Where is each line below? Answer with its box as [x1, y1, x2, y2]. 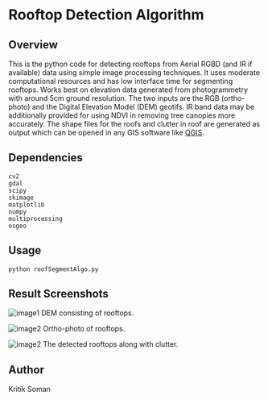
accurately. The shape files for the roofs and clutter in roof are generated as [8, 119, 260, 128]
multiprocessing [8, 215, 63, 223]
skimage [8, 194, 35, 202]
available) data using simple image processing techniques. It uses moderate [8, 68, 260, 77]
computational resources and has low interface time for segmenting [8, 77, 233, 85]
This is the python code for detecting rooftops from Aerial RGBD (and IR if [8, 59, 253, 69]
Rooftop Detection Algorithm [8, 6, 204, 24]
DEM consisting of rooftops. [41, 308, 134, 318]
